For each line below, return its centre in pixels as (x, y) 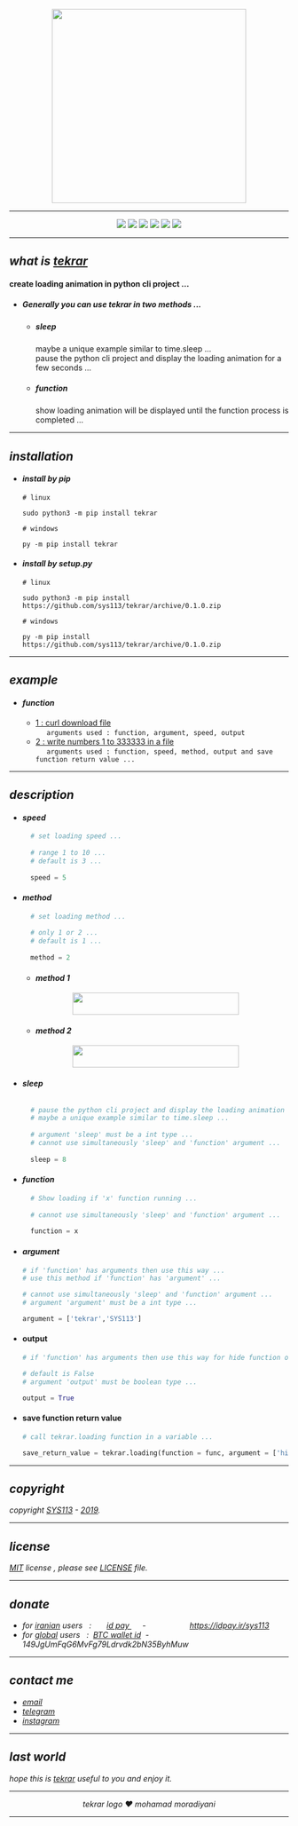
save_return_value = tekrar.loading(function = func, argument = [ (149, 1453)
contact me (41, 1681)
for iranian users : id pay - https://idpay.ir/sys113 (145, 1625)
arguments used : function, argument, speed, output (146, 732)
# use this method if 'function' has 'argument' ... (122, 1278)
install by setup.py (57, 564)
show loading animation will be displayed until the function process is (162, 411)
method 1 (53, 977)
